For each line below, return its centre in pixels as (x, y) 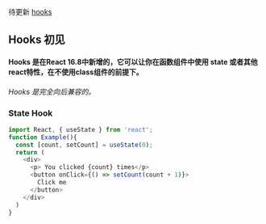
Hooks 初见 (37, 40)
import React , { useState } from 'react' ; (81, 129)
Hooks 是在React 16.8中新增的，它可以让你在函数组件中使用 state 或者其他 (133, 61)
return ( (30, 152)
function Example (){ (43, 137)
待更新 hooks (30, 12)
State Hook (31, 113)
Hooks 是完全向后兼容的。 (52, 91)
